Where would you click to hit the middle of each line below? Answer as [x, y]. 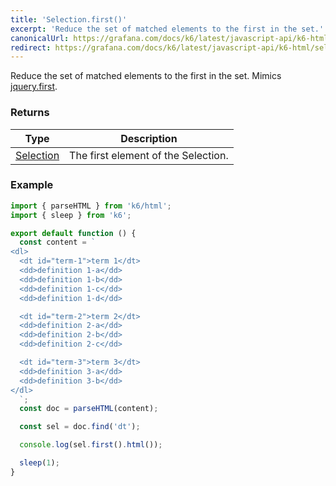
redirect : [31, 47]
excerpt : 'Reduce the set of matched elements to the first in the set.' [167, 29]
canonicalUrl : [40, 38]
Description [149, 138]
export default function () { [73, 233]
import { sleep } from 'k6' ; [71, 215]
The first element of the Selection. [149, 155]
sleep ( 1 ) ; [39, 463]
